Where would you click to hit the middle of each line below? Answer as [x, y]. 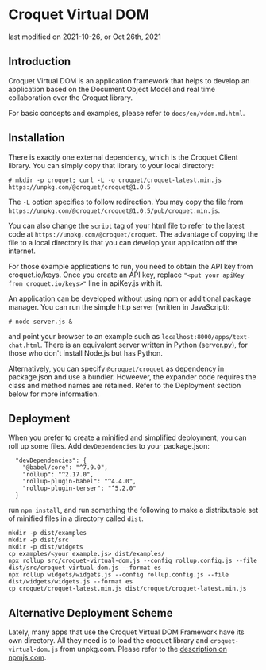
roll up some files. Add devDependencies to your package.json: [109, 446]
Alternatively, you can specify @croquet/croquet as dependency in [116, 368]
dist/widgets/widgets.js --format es [71, 582]
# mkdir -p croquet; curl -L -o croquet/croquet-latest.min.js [115, 180]
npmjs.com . [27, 657]
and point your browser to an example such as [84, 336]
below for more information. [54, 394]
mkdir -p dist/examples [48, 533]
